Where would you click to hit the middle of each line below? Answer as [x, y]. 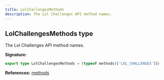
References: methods [27, 73]
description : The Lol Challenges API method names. [59, 14]
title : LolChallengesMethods [35, 9]
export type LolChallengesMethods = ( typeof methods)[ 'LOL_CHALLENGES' [79, 64]
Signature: [16, 55]
